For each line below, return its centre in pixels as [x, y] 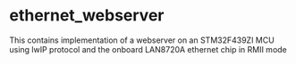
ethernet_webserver [87, 16]
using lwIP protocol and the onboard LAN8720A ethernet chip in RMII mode [148, 49]
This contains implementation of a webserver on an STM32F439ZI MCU [142, 40]
